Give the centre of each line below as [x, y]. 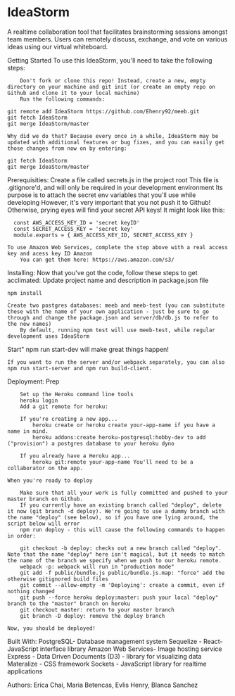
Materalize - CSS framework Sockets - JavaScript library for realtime [107, 664]
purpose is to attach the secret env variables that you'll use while [102, 195]
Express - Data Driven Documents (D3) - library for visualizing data [104, 656]
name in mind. [28, 431]
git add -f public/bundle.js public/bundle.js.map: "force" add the [122, 573]
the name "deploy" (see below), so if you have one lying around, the [113, 517]
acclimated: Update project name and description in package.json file [108, 280]
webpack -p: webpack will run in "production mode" [97, 567]
